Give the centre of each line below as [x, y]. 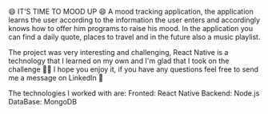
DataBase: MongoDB [43, 102]
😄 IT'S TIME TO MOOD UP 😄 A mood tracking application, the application [131, 12]
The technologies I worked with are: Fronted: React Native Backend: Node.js [134, 93]
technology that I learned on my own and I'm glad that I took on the [119, 61]
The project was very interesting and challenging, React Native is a [118, 52]
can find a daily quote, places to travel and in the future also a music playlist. [134, 37]
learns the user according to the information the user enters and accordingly [134, 20]
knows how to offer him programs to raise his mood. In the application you [131, 28]
